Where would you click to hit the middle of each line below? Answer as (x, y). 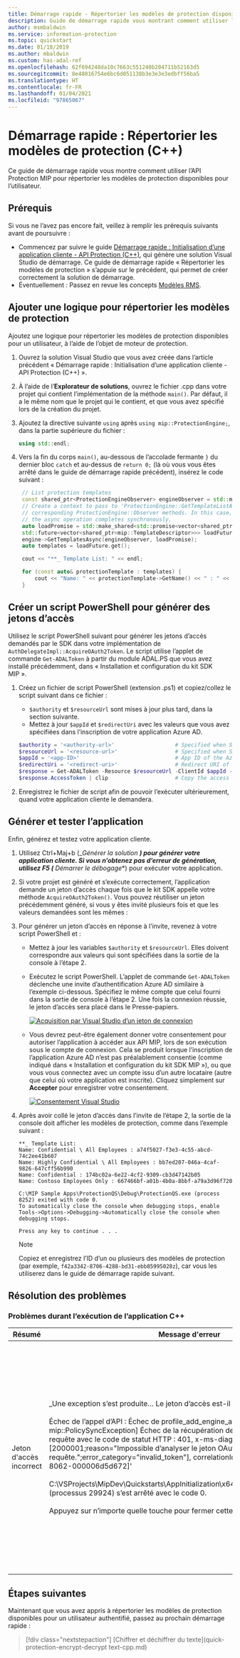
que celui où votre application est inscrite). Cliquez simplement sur (127, 1080)
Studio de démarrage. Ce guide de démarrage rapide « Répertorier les (121, 262)
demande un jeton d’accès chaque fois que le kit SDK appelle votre (117, 889)
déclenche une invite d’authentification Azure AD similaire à (116, 984)
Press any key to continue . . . (68, 1231)
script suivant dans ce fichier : (63, 695)
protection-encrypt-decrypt (66, 1647)
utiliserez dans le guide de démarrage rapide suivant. (96, 1273)
